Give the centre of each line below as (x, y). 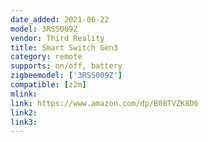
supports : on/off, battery (66, 66)
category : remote (46, 57)
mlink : (24, 94)
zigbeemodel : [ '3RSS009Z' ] (66, 76)
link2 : (24, 112)
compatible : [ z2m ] (48, 85)
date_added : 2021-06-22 (60, 19)
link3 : (24, 122)
